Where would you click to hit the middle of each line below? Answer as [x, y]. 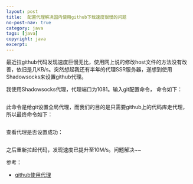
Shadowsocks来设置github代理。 [46, 77]
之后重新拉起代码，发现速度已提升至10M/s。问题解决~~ [74, 149]
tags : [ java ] [22, 34]
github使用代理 [33, 175]
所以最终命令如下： [30, 114]
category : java [25, 28]
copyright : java [26, 39]
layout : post [22, 11]
